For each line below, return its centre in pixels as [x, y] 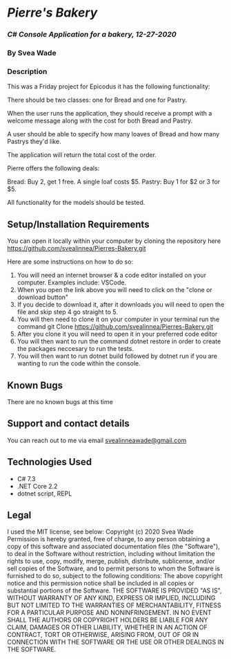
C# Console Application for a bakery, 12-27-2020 [92, 35]
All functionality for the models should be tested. [76, 203]
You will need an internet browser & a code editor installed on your [112, 276]
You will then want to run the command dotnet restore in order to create [119, 341]
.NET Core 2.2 [37, 486]
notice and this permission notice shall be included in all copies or [101, 584]
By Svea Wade [32, 53]
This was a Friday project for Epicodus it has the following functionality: [109, 87]
